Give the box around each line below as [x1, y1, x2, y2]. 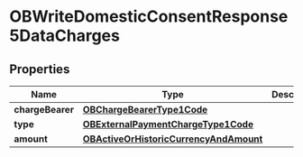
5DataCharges [9, 25, 120, 46]
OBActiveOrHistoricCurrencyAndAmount [82, 133, 263, 145]
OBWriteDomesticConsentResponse [9, 6, 289, 27]
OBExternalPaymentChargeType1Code [82, 118, 254, 130]
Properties [9, 61, 70, 77]
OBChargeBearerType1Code [82, 104, 208, 115]
